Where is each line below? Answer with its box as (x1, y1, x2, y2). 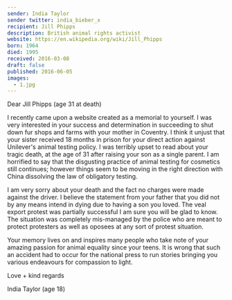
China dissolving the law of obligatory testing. (7, 173, 138, 181)
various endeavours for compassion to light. (7, 258, 133, 267)
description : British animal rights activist (7, 29, 141, 37)
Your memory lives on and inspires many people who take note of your (7, 236, 209, 245)
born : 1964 (7, 42, 39, 49)
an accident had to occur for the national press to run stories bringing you (7, 251, 218, 259)
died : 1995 (7, 49, 39, 56)
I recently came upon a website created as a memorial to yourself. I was (7, 114, 213, 122)
